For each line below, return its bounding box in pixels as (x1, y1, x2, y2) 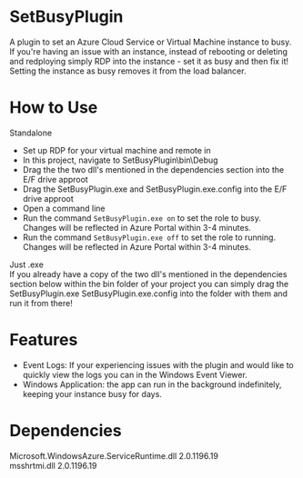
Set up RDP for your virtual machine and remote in (22, 144, 211, 155)
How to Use (9, 97, 98, 118)
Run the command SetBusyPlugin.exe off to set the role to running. (22, 232, 276, 243)
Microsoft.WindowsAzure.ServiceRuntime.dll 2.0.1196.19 (9, 450, 218, 461)
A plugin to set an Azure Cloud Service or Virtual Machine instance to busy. (9, 36, 292, 47)
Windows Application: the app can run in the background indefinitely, (22, 379, 282, 390)
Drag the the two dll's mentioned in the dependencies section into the (22, 164, 285, 174)
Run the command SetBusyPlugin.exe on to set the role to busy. (22, 212, 261, 224)
